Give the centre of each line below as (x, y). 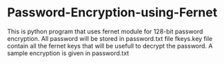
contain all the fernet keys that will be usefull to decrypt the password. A (110, 46)
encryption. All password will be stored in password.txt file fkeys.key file (110, 38)
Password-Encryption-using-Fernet (112, 13)
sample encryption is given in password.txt (68, 53)
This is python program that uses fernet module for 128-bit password (105, 31)
